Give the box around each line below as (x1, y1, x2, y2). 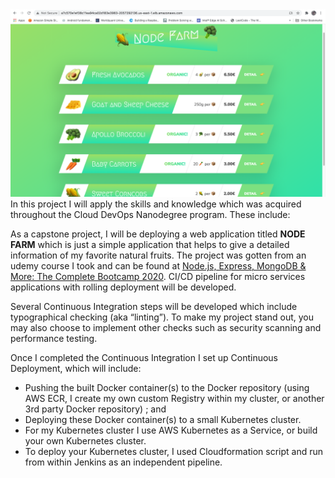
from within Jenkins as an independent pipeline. (24, 456, 223, 468)
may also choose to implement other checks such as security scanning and (10, 322, 322, 334)
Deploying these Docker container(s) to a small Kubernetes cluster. (24, 414, 302, 426)
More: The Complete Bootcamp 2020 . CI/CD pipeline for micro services (10, 271, 306, 283)
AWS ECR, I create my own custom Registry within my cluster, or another (24, 393, 325, 405)
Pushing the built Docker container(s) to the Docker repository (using (24, 382, 310, 394)
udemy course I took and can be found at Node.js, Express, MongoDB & (10, 260, 307, 272)
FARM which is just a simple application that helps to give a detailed (10, 239, 290, 251)
